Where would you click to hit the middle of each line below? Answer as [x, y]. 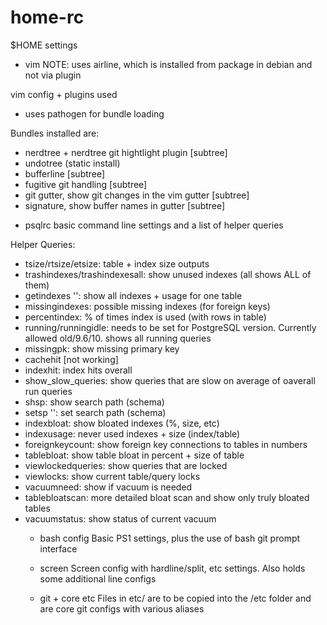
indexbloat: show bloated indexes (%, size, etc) [122, 423]
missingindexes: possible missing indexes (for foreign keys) [147, 306]
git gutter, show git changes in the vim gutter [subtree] [137, 195]
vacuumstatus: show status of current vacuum [120, 518]
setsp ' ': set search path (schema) [95, 412]
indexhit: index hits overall [78, 370]
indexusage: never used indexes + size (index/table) [132, 433]
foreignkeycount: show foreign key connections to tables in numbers [166, 444]
